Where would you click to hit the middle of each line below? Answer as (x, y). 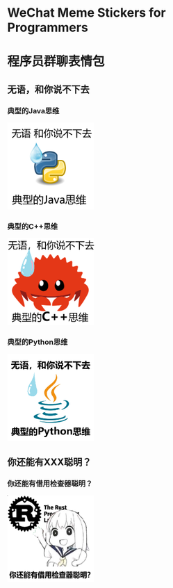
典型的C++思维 (33, 226)
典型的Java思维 (33, 111)
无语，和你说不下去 (48, 89)
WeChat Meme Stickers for (87, 13)
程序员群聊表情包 (56, 62)
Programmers (48, 27)
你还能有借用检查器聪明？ (50, 483)
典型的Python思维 (38, 342)
